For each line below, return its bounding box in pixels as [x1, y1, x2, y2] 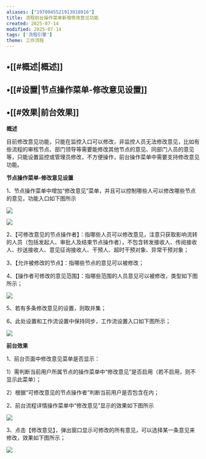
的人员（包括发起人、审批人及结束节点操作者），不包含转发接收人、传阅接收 [6, 238, 197, 245]
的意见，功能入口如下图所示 [6, 195, 77, 202]
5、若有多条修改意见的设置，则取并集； [6, 304, 107, 312]
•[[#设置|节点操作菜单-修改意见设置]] [6, 84, 147, 95]
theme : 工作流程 [6, 37, 44, 44]
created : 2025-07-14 [6, 20, 59, 26]
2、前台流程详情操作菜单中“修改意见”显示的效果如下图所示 [6, 401, 154, 409]
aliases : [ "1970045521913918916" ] [6, 9, 95, 15]
